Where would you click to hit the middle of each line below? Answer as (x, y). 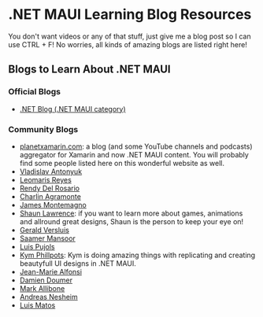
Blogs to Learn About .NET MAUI (89, 70)
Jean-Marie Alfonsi (51, 271)
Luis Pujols (37, 246)
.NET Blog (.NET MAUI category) (72, 109)
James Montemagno (53, 205)
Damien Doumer (46, 280)
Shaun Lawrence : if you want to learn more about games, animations (131, 213)
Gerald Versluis (44, 230)
